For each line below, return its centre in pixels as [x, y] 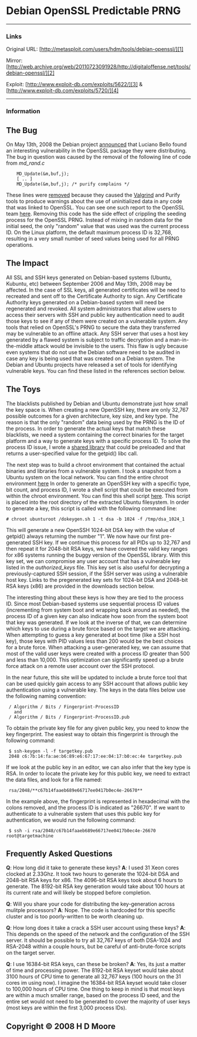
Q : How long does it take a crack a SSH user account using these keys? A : [96, 928]
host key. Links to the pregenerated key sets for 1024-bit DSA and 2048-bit [97, 579]
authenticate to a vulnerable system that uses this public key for [83, 814]
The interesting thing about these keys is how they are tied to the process [95, 597]
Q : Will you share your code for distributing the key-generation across [90, 904]
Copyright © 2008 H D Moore [61, 1026]
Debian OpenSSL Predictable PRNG [94, 11]
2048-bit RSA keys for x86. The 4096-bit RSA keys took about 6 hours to [94, 880]
